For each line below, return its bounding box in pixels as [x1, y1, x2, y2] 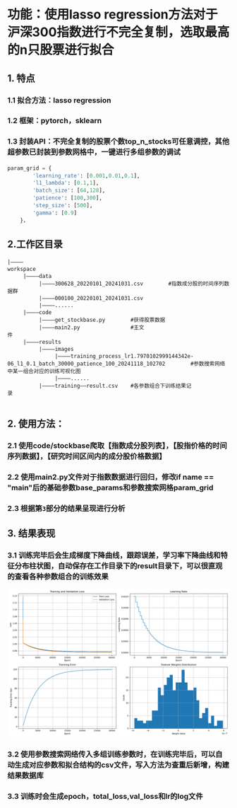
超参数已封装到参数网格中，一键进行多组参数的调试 [7, 147, 181, 157]
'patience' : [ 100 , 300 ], [32, 195, 102, 202]
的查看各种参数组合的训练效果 [7, 572, 109, 581]
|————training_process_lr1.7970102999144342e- [54, 352, 194, 359]
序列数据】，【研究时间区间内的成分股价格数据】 [7, 451, 166, 461]
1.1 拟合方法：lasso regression [7, 95, 111, 105]
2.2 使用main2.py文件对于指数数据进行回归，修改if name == [7, 472, 214, 482]
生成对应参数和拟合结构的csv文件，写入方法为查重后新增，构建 [14, 760, 230, 770]
